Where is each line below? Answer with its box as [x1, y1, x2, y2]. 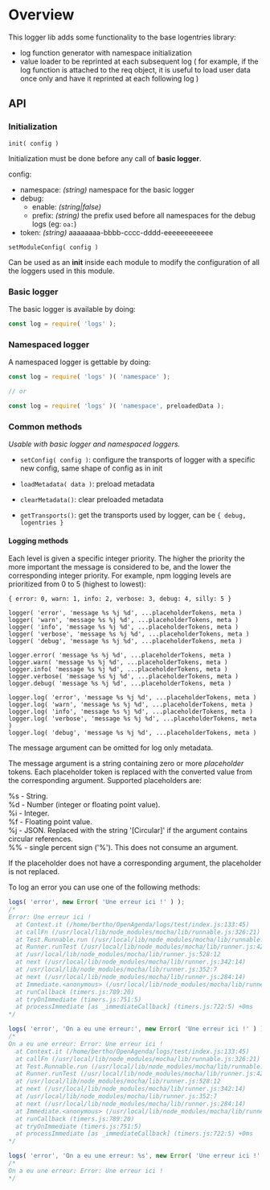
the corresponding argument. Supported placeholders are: [8, 776, 202, 786]
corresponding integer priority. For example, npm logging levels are [8, 570, 231, 581]
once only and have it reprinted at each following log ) [19, 73, 199, 83]
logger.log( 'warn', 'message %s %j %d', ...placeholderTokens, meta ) [8, 701, 253, 709]
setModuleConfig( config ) [8, 243, 99, 251]
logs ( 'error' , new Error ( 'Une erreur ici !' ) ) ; [8, 898, 185, 906]
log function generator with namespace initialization [19, 48, 192, 57]
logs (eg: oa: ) [31, 219, 77, 229]
